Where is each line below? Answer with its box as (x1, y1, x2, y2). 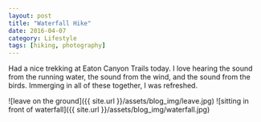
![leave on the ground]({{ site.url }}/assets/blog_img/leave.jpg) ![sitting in (8, 96, 249, 106)
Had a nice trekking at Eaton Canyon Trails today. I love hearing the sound (8, 63, 253, 73)
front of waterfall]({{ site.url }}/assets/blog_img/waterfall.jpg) (8, 105, 210, 115)
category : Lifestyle (8, 34, 78, 43)
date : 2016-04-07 (8, 26, 67, 35)
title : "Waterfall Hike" (8, 19, 92, 27)
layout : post (8, 11, 52, 20)
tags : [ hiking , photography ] (8, 42, 106, 50)
